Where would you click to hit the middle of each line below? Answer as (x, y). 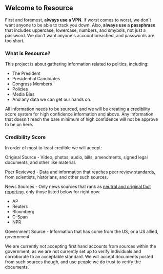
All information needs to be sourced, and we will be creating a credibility (78, 109)
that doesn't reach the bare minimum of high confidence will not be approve (81, 119)
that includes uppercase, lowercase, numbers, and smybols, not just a (75, 30)
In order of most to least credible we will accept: (53, 148)
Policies (20, 89)
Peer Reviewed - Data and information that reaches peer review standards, (80, 172)
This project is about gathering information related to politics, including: (77, 64)
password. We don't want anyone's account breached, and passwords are (80, 35)
